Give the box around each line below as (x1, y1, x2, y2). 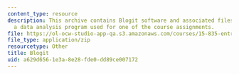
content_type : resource (7, 10, 78, 18)
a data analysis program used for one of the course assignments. (14, 23, 215, 30)
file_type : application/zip (7, 37, 91, 44)
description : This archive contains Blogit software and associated (7, 17, 215, 24)
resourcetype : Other (7, 43, 69, 50)
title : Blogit (7, 50, 50, 57)
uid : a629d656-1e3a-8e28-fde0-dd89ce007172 (7, 56, 139, 63)
